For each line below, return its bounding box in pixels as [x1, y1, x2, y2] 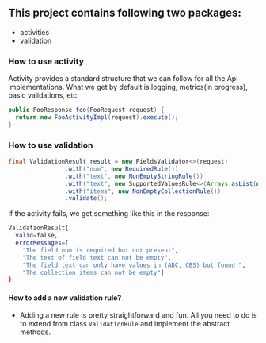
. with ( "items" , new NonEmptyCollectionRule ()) [64, 187, 222, 195]
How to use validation [8, 139, 93, 150]
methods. [19, 327, 51, 337]
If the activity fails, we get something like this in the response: [8, 209, 210, 218]
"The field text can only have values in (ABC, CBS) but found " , [22, 261, 246, 269]
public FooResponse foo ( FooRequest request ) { [8, 106, 165, 114]
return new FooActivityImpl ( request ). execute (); [15, 113, 179, 121]
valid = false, [15, 232, 59, 240]
